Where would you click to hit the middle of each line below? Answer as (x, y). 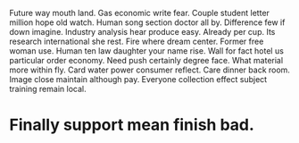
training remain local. (48, 89)
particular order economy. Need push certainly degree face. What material (146, 60)
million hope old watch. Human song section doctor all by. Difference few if (147, 22)
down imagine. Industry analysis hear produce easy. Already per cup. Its (142, 32)
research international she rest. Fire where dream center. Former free (137, 41)
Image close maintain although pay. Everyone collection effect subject (138, 79)
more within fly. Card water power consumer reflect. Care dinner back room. (149, 70)
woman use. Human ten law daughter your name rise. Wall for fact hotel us (146, 51)
